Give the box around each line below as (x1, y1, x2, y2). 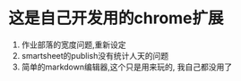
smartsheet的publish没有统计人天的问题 (21, 50, 169, 61)
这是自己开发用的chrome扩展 (8, 8, 225, 28)
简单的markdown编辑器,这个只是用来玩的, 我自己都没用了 (21, 61, 233, 72)
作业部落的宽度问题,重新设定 (21, 39, 126, 50)
